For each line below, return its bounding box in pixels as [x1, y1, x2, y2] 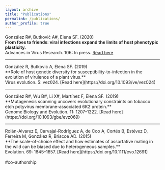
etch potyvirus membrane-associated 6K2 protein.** [5, 104, 112, 110]
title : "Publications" [5, 12, 52, 17]
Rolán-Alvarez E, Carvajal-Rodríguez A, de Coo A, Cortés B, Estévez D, [5, 128, 148, 134]
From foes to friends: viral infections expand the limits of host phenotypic [5, 40, 159, 45]
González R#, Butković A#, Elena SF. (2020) [5, 34, 94, 40]
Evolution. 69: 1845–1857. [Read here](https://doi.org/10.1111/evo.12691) [5, 149, 148, 155]
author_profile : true [5, 21, 50, 26]
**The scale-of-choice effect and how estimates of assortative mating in [5, 139, 153, 145]
